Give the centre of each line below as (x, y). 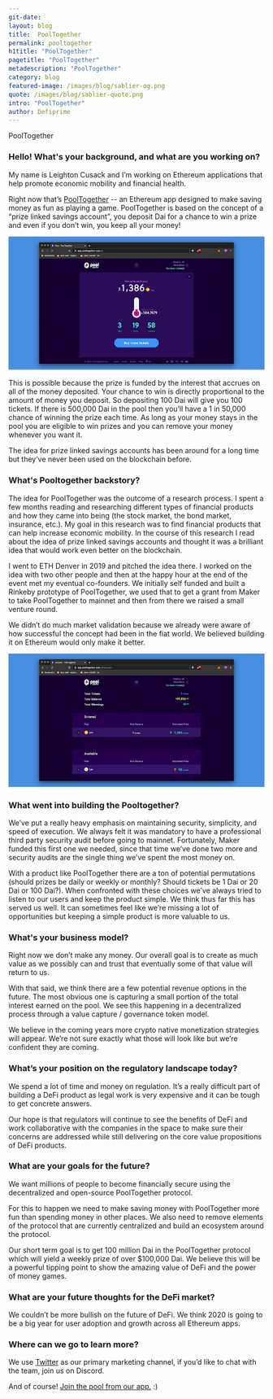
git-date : (25, 17)
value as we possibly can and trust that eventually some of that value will (131, 964)
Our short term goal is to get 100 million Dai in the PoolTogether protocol (130, 1250)
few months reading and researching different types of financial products (131, 507)
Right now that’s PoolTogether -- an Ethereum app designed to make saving (135, 199)
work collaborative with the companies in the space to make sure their (126, 1128)
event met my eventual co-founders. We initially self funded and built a (127, 583)
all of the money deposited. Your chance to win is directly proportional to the (136, 391)
